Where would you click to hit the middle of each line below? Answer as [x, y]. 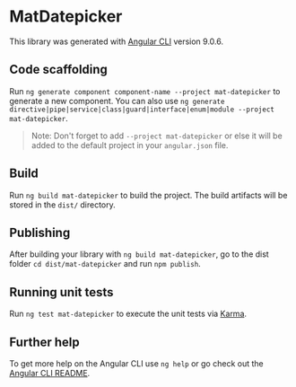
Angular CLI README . [50, 373]
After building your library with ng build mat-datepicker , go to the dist [139, 254]
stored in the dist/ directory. [63, 205]
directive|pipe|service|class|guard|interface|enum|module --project [142, 110]
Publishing [40, 232]
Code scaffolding [58, 70]
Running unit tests [61, 292]
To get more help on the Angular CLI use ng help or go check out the [136, 364]
